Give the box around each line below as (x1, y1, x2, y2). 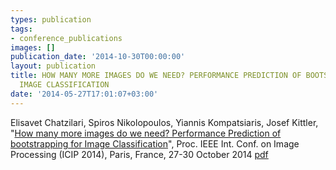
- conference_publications (10, 33, 123, 43)
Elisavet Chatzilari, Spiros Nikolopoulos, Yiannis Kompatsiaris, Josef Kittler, (10, 116, 319, 128)
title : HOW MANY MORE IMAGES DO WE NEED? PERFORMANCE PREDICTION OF (10, 71, 302, 81)
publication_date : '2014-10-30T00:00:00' (10, 52, 186, 62)
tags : (10, 24, 33, 34)
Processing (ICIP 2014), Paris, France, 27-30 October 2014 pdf (10, 148, 269, 160)
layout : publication (10, 61, 97, 71)
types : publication (10, 14, 92, 25)
